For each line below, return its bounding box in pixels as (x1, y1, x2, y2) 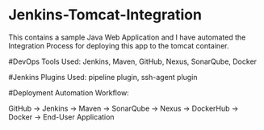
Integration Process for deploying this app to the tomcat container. (8, 40, 229, 50)
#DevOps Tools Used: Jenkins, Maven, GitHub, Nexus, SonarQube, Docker (8, 57, 257, 66)
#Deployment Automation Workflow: (8, 87, 129, 98)
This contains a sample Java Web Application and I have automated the (8, 32, 246, 42)
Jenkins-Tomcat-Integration (8, 6, 202, 24)
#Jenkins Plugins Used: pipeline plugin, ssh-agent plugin (8, 72, 198, 82)
